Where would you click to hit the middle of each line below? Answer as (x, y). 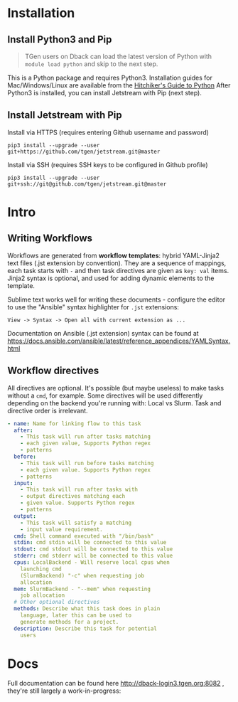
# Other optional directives (57, 602)
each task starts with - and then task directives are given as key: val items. (118, 270)
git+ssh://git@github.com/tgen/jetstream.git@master (87, 184)
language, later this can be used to (76, 615)
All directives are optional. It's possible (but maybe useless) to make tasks (116, 388)
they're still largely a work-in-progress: (64, 691)
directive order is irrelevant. (48, 410)
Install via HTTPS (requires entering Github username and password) (108, 132)
